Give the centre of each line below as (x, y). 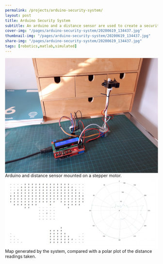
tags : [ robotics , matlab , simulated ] (41, 46)
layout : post (18, 15)
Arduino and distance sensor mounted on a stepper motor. (64, 176)
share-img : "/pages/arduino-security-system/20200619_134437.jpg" (73, 41)
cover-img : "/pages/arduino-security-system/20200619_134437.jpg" (73, 31)
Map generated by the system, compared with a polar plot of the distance (79, 251)
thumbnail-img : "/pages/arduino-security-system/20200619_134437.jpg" (78, 36)
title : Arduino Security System (38, 20)
